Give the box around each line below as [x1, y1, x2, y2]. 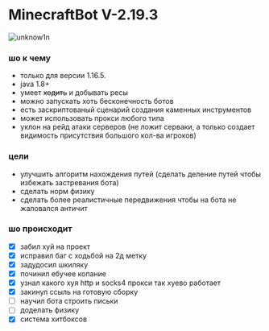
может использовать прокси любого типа [19, 114, 165, 123]
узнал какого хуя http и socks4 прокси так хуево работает [19, 278, 221, 288]
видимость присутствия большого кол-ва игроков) [19, 130, 197, 140]
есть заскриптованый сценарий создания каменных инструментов [19, 105, 252, 114]
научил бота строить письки [19, 296, 118, 306]
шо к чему [8, 52, 51, 64]
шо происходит [8, 223, 72, 234]
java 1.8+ [19, 79, 50, 89]
